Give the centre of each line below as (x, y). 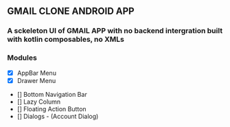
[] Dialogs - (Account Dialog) (58, 116)
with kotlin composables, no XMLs (66, 39)
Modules (22, 58)
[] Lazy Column (39, 102)
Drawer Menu (36, 80)
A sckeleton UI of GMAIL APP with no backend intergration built (115, 31)
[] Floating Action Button (52, 108)
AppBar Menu (37, 73)
